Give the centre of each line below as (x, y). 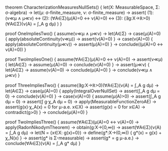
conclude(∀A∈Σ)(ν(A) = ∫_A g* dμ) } (43, 143)
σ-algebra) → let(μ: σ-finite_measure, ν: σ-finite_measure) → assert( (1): (79, 13)
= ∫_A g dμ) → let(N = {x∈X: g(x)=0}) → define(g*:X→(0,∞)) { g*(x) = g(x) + (83, 133)
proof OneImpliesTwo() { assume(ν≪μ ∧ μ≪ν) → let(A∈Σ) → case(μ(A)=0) (83, 34)
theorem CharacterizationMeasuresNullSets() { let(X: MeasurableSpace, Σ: (82, 7)
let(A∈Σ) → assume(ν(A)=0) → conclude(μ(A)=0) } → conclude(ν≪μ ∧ (79, 70)
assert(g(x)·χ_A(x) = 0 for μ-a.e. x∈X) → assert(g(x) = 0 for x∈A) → (75, 107)
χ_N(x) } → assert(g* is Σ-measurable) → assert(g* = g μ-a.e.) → (72, 138)
